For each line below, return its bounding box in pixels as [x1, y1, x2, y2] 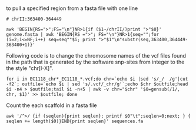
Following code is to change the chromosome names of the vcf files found [6, 52, 187, 59]
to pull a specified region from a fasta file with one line [6, 5, 138, 12]
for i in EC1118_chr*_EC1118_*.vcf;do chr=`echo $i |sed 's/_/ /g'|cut [6, 76, 188, 82]
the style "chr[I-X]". [6, 65, 54, 72]
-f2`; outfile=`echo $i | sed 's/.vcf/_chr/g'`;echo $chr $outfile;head [6, 81, 188, 87]
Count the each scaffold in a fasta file [6, 102, 97, 109]
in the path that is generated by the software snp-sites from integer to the [6, 58, 185, 66]
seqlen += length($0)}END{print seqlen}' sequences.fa [6, 118, 144, 125]
